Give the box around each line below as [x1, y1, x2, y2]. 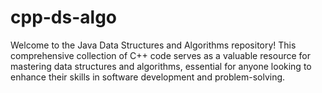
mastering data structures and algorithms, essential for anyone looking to [10, 60, 312, 72]
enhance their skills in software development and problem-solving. [10, 71, 286, 83]
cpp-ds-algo [10, 6, 118, 29]
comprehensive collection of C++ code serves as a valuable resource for [10, 49, 311, 61]
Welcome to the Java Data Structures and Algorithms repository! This [10, 39, 297, 51]
